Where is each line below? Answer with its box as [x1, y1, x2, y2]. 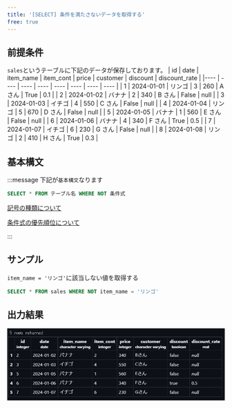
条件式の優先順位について [7, 218, 80, 226]
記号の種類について [7, 204, 62, 212]
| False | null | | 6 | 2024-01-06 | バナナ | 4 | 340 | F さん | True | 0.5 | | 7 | [7, 117, 216, 125]
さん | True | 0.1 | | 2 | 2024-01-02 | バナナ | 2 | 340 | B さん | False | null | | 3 [7, 90, 224, 99]
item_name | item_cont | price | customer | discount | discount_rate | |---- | [7, 74, 220, 82]
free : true [7, 18, 39, 26]
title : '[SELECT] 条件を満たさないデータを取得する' [7, 11, 146, 18]
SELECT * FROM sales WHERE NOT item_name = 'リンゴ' [7, 288, 159, 295]
